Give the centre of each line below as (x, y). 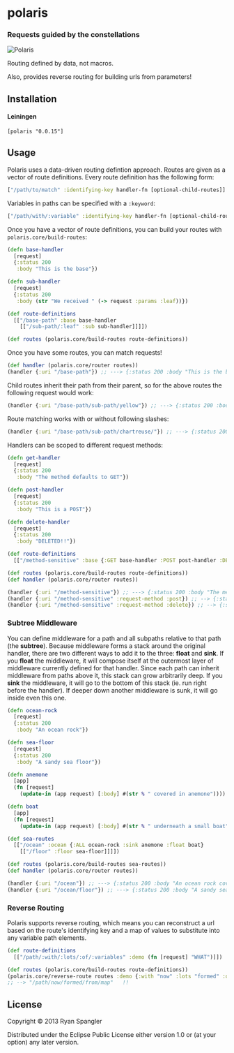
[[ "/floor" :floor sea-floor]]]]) (70, 852)
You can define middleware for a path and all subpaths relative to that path (114, 638)
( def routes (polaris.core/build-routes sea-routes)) (87, 864)
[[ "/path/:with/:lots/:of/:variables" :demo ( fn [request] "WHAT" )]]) (118, 957)
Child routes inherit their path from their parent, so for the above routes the (115, 385)
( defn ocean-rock (32, 710)
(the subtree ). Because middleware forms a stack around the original (106, 646)
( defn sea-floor (31, 743)
